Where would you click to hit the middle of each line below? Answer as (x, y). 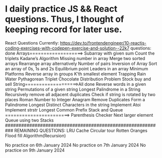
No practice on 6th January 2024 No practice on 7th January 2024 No (76, 145)
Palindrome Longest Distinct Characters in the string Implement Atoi (73, 105)
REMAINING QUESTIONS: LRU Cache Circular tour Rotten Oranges (81, 130)
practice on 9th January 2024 (35, 150)
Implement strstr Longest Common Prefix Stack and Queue (64, 110)
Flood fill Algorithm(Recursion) (36, 135)
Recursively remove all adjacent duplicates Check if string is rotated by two (80, 94)
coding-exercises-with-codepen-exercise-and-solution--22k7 (67, 48)
